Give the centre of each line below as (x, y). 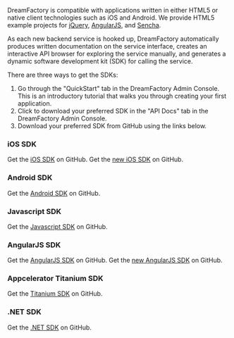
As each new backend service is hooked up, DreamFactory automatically (113, 39)
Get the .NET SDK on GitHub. (49, 327)
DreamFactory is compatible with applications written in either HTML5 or (113, 10)
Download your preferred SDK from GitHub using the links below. (112, 126)
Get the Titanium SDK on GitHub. (55, 294)
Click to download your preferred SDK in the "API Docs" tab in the (113, 111)
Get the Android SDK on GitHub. (54, 193)
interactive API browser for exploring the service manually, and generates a (117, 54)
